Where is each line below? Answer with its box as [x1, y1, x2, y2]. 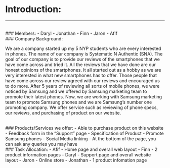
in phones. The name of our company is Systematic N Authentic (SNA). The [5, 50, 163, 57]
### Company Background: [5, 35, 63, 41]
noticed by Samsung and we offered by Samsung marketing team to [5, 88, 147, 94]
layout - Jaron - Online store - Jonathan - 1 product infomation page [5, 157, 147, 163]
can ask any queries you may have [5, 141, 77, 147]
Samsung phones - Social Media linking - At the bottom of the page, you [5, 135, 156, 142]
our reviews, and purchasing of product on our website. [5, 109, 121, 116]
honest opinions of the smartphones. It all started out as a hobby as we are [5, 67, 161, 73]
